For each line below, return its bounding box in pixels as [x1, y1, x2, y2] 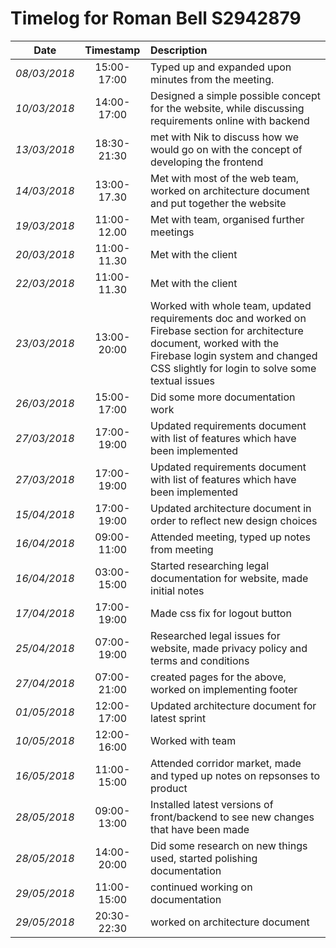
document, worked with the [150, 336, 280, 350]
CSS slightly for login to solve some [150, 361, 317, 375]
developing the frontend [150, 155, 264, 169]
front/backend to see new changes [150, 810, 315, 824]
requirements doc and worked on [150, 311, 307, 325]
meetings [150, 225, 195, 239]
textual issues [150, 373, 215, 387]
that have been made [150, 822, 250, 836]
